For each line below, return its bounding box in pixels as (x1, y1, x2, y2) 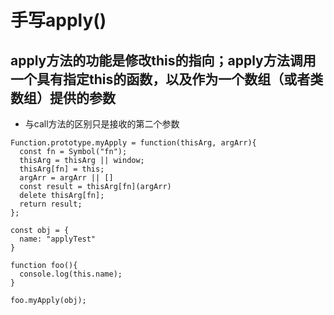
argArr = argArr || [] (19, 173, 114, 183)
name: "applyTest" (19, 234, 97, 244)
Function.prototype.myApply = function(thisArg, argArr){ (10, 138, 257, 148)
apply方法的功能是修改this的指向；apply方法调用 (10, 52, 317, 69)
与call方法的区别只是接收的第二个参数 (24, 118, 180, 130)
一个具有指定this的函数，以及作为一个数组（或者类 (10, 71, 324, 88)
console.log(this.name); (19, 269, 123, 279)
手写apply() (10, 9, 107, 32)
